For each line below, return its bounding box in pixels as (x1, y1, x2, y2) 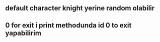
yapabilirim (5, 28, 42, 37)
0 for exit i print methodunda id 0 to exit (5, 21, 132, 29)
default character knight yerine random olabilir (5, 4, 155, 12)
